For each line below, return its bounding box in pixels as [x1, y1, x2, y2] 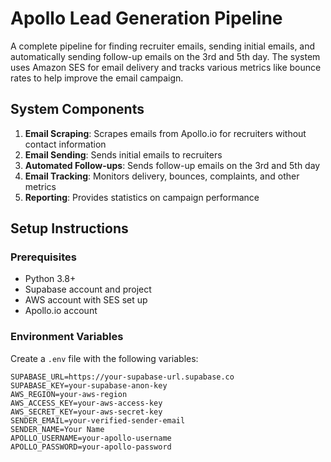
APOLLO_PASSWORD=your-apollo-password [10, 442, 172, 452]
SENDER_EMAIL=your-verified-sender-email [10, 415, 186, 426]
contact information [24, 138, 107, 150]
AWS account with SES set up [24, 294, 148, 306]
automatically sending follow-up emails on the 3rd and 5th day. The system [10, 50, 321, 62]
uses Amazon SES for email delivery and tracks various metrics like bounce [10, 61, 322, 73]
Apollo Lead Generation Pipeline [10, 7, 283, 30]
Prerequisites [10, 250, 77, 264]
